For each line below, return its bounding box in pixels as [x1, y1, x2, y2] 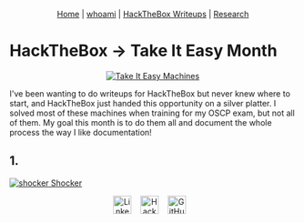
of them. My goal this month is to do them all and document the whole [9, 117, 272, 127]
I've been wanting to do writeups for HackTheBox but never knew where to [9, 87, 291, 99]
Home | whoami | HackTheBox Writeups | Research [56, 9, 249, 19]
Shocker [50, 177, 83, 188]
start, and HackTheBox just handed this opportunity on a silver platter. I [9, 97, 277, 108]
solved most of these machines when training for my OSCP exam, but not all [9, 107, 296, 118]
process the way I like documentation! [9, 127, 152, 137]
